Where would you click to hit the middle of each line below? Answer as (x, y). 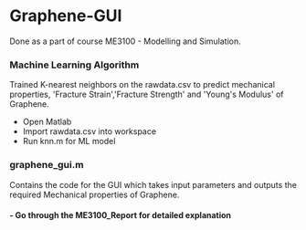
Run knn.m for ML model (69, 141)
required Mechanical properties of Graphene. (95, 194)
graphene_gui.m (47, 165)
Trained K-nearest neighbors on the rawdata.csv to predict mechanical (142, 85)
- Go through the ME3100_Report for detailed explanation (120, 215)
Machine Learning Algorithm (74, 65)
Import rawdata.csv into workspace (90, 131)
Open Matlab (47, 122)
